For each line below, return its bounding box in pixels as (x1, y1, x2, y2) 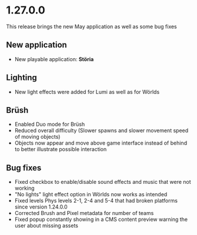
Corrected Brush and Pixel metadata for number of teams (14, 210, 154, 217)
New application (6, 40, 68, 50)
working (14, 184, 35, 192)
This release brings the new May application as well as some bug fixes (6, 23, 178, 30)
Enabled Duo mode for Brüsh (14, 121, 85, 128)
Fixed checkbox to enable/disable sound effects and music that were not (14, 179, 191, 186)
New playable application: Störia (14, 55, 94, 62)
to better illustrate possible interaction (14, 146, 107, 153)
